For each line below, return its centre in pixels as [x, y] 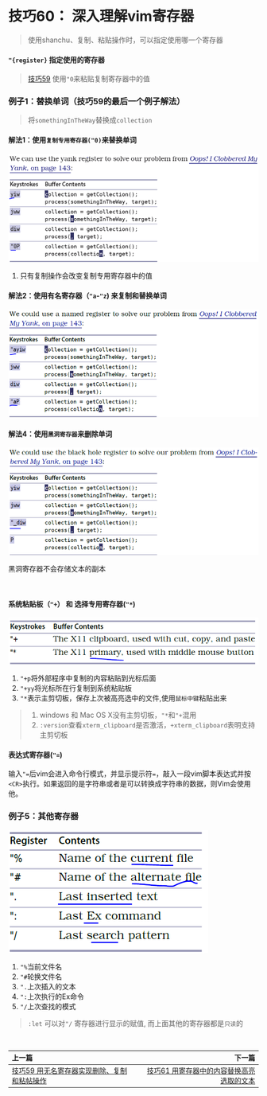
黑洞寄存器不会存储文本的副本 [57, 569]
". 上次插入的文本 [48, 986]
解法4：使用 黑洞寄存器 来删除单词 [60, 434]
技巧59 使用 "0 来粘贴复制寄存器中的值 [89, 79]
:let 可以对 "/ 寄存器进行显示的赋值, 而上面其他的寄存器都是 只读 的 [135, 1023]
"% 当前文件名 [41, 966]
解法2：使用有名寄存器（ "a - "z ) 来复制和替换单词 [87, 295]
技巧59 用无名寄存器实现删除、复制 [69, 1071]
